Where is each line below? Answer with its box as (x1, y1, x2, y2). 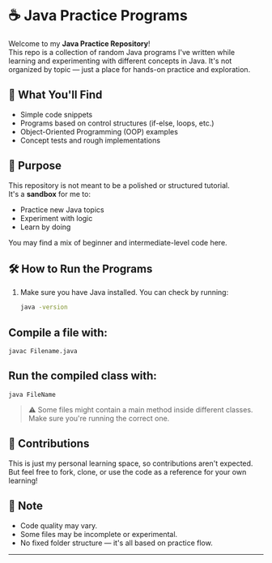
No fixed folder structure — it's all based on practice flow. (19, 538, 213, 548)
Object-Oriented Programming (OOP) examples (19, 126, 178, 136)
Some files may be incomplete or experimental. (19, 529, 178, 539)
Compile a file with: (8, 326, 108, 339)
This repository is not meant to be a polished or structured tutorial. (8, 180, 231, 190)
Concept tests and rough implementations (19, 135, 160, 145)
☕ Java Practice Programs (8, 6, 188, 25)
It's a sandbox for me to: (8, 189, 91, 198)
